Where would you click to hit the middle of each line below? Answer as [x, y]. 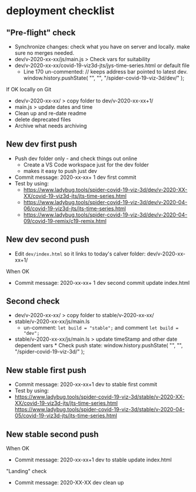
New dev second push [48, 240]
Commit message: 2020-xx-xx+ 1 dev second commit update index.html [102, 282]
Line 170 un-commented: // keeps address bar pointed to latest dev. [106, 72]
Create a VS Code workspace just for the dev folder [86, 164]
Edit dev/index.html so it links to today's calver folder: [80, 254]
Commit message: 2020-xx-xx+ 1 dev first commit [75, 177]
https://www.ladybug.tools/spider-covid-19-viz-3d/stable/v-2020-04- [99, 410]
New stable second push [52, 434]
